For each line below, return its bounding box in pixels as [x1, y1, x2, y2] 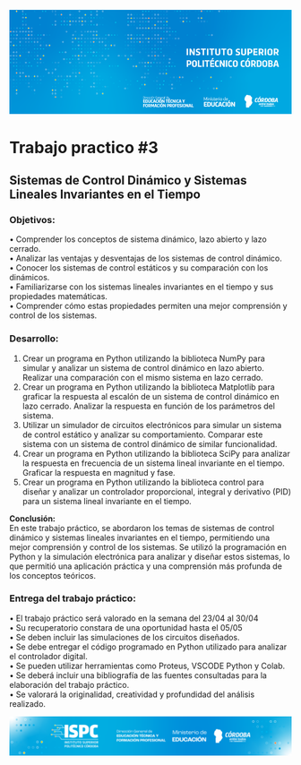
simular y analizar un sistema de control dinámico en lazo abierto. [21, 362, 264, 373]
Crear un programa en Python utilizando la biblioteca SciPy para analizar [21, 448, 291, 459]
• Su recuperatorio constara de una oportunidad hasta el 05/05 [9, 622, 244, 632]
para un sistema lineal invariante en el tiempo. [21, 495, 193, 506]
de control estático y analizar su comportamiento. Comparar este [21, 429, 263, 440]
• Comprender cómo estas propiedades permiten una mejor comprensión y [9, 301, 288, 312]
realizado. [9, 698, 47, 709]
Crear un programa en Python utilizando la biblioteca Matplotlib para [21, 382, 275, 392]
